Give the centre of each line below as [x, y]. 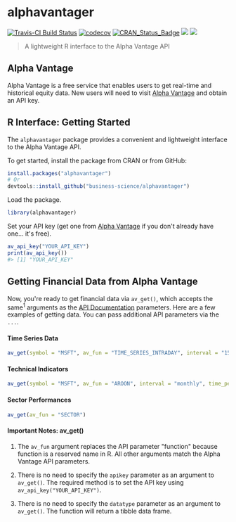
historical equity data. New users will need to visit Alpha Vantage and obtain [117, 93]
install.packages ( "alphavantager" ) [59, 173]
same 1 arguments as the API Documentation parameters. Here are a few [111, 307]
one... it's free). [29, 234]
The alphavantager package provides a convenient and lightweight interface [117, 139]
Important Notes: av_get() [46, 431]
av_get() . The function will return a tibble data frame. [94, 511]
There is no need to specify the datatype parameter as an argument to [119, 503]
